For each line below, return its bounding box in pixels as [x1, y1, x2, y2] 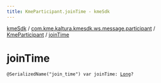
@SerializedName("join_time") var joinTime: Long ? [6, 71, 134, 77]
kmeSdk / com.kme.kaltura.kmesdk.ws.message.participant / [6, 25, 156, 32]
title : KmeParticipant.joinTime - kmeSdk [6, 8, 110, 15]
